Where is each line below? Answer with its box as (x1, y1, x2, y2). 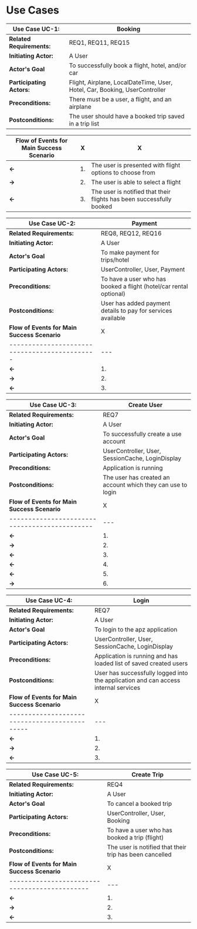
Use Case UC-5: (32, 770, 79, 778)
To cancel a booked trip (107, 799, 172, 808)
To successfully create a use (102, 429, 182, 438)
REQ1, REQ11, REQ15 (69, 38, 130, 47)
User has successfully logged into (94, 669, 188, 677)
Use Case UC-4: (25, 596, 73, 604)
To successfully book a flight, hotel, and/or (69, 61, 186, 70)
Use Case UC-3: (29, 401, 77, 409)
